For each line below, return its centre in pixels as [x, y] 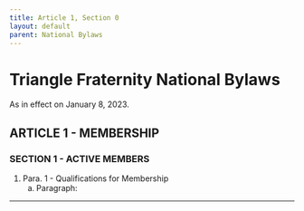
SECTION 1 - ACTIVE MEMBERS [80, 158]
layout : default [40, 26]
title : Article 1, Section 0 [64, 18]
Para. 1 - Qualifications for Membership [95, 178]
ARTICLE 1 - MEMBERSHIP [85, 133]
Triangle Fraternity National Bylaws [145, 79]
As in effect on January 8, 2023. [69, 104]
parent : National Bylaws [56, 34]
